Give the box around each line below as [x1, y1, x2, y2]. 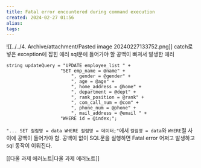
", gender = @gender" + [71, 73, 131, 79]
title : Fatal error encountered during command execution [6, 8, 155, 15]
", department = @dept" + [71, 89, 136, 95]
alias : [6, 20, 23, 26]
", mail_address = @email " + [71, 110, 147, 117]
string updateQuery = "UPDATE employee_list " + [6, 63, 131, 69]
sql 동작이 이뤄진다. [6, 142, 53, 149]
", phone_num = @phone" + [71, 105, 136, 111]
